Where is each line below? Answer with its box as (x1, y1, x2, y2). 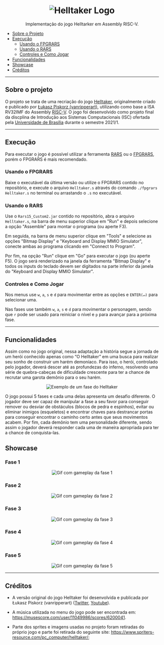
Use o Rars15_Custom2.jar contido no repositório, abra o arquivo (5, 213, 135, 219)
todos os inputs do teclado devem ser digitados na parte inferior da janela (5, 263, 154, 269)
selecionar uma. (5, 297, 38, 303)
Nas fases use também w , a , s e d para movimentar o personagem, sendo (5, 306, 152, 312)
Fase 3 (5, 505, 21, 512)
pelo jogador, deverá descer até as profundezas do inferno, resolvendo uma (5, 364, 158, 370)
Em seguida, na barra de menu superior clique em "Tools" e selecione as (5, 233, 152, 239)
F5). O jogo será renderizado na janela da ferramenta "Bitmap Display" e (5, 258, 151, 264)
